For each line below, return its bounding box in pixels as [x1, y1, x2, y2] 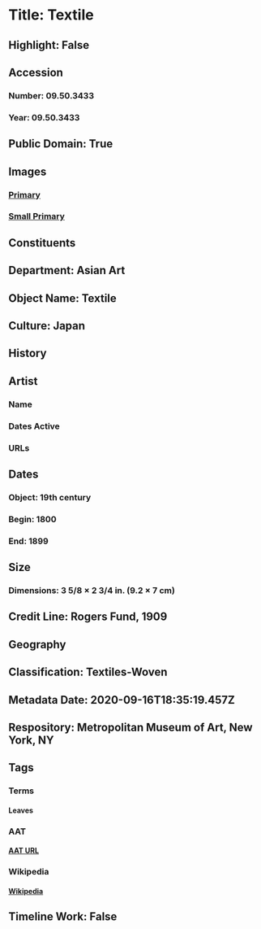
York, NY [8, 733, 54, 747]
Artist [8, 374, 38, 388]
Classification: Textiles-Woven [8, 665, 168, 679]
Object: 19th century [8, 491, 92, 503]
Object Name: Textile [8, 291, 118, 305]
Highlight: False [8, 38, 90, 52]
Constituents [8, 236, 76, 250]
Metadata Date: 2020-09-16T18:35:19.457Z [8, 693, 235, 707]
